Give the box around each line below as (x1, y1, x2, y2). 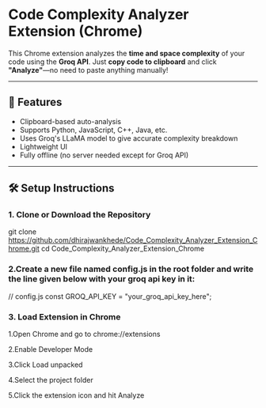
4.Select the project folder (8, 376, 93, 385)
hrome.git (8, 244, 40, 254)
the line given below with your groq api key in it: (8, 274, 196, 285)
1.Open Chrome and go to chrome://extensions (8, 330, 161, 339)
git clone (8, 227, 37, 236)
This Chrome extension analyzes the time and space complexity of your (8, 48, 245, 58)
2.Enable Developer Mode (8, 345, 93, 354)
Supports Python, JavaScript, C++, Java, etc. (19, 125, 168, 134)
